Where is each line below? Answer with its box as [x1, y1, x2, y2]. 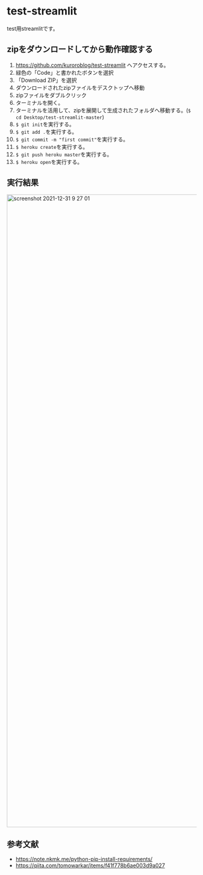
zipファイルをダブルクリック [15, 92, 87, 99]
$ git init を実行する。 [15, 121, 75, 128]
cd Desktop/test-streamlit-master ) [15, 113, 104, 121]
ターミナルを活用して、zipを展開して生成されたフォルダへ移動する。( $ [15, 107, 192, 114]
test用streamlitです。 [7, 25, 58, 32]
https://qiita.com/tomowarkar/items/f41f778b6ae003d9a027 [15, 862, 165, 869]
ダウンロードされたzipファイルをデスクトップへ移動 [15, 84, 145, 91]
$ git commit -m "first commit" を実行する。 [15, 136, 129, 143]
